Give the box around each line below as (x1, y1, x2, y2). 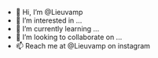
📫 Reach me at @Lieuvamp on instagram (15, 42, 151, 50)
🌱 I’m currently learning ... (15, 24, 100, 33)
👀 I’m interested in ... (15, 16, 83, 25)
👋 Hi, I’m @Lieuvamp (15, 8, 83, 16)
